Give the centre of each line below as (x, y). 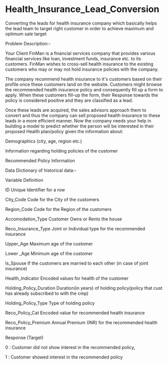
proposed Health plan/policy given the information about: (64, 131)
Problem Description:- (28, 43)
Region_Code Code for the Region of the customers (58, 209)
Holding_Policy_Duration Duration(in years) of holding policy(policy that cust (84, 288)
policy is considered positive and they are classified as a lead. (69, 100)
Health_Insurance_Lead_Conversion (82, 9)
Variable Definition (24, 180)
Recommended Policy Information (40, 160)
